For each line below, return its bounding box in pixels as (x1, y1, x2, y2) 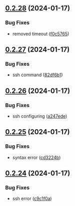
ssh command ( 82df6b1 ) (12, 72, 63, 78)
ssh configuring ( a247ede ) (12, 113, 67, 119)
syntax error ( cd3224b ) (12, 154, 61, 161)
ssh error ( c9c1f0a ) (12, 195, 52, 201)
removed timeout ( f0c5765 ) (12, 30, 69, 37)
